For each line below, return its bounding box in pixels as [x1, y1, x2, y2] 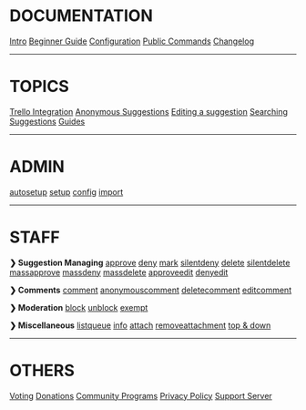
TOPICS [9, 77, 70, 97]
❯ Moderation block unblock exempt [9, 302, 148, 313]
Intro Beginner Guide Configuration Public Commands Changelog [9, 36, 255, 46]
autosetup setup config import [9, 186, 124, 197]
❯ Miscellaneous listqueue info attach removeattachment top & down [9, 320, 271, 331]
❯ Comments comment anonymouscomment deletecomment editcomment [9, 284, 292, 295]
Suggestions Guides [9, 116, 86, 127]
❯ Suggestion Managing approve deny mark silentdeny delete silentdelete [9, 257, 291, 268]
